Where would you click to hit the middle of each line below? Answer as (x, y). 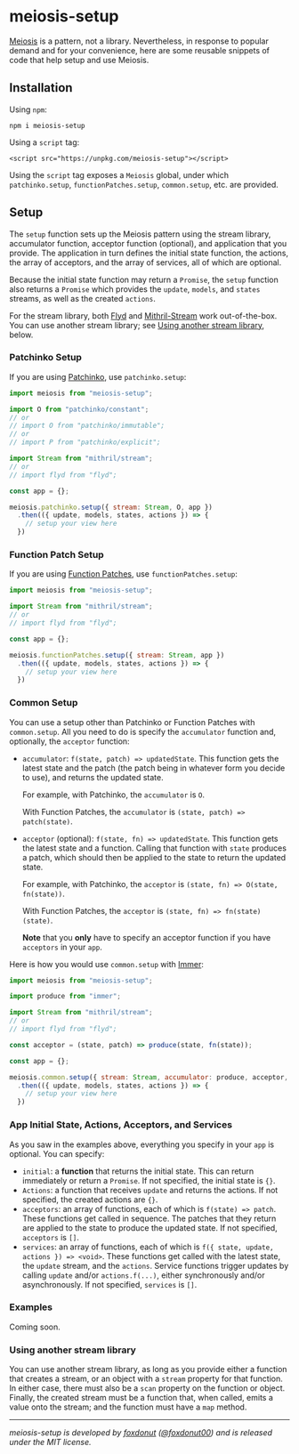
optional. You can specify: (57, 1153)
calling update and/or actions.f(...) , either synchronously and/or (143, 1275)
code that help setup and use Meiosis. (79, 60)
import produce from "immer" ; (65, 997)
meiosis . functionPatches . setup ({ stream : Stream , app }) (117, 655)
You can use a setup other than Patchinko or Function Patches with (132, 722)
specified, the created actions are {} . (90, 1200)
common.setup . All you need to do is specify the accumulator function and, (143, 731)
